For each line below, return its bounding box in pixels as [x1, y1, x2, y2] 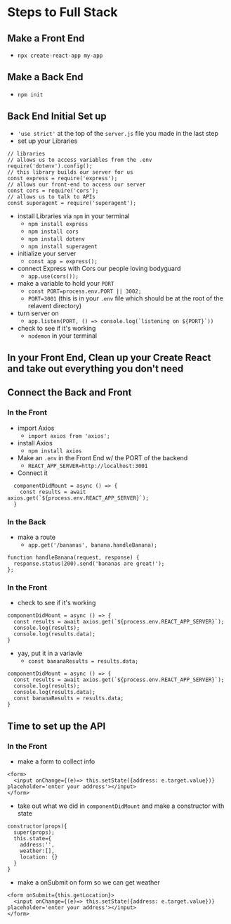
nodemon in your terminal [27, 331, 98, 340]
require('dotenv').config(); [7, 163, 93, 170]
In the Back [7, 517, 46, 526]
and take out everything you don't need [7, 363, 184, 375]
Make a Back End [7, 71, 84, 83]
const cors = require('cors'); [7, 187, 99, 194]
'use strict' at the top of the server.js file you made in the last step [17, 129, 219, 137]
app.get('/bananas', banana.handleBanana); [27, 542, 158, 549]
